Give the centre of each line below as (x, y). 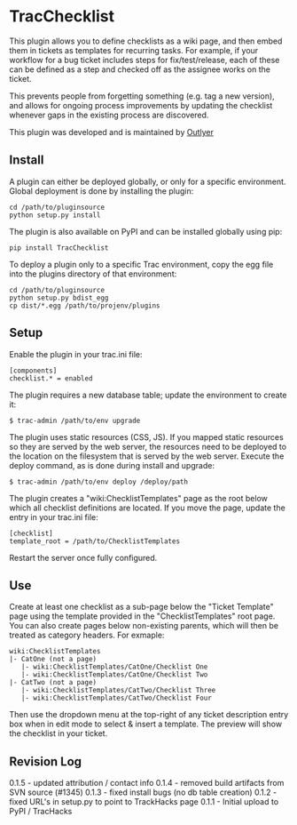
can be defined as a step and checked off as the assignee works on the (140, 69)
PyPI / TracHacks (41, 812)
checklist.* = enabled (51, 378)
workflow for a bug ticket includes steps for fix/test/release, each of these (145, 60)
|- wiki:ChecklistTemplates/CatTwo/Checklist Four (117, 698)
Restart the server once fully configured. (83, 557)
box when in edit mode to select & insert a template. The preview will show (145, 724)
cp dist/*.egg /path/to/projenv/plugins (85, 305)
